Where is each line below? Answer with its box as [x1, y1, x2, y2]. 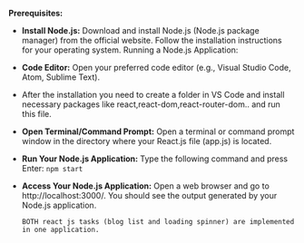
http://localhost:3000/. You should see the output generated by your [21, 190, 278, 200]
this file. [21, 109, 52, 119]
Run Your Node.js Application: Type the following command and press [21, 153, 288, 164]
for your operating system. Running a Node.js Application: [21, 44, 239, 55]
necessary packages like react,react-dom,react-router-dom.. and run [21, 99, 280, 110]
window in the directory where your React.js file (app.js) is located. [21, 136, 272, 146]
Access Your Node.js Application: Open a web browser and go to [21, 180, 270, 191]
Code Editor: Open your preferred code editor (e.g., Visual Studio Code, [21, 63, 291, 73]
